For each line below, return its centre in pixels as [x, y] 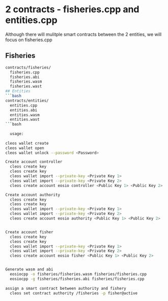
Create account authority [33, 195]
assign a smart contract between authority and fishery [66, 288]
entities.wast [25, 120]
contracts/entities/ [27, 100]
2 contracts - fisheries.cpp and [72, 9]
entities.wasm [25, 115]
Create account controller [34, 162]
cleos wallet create [27, 143]
